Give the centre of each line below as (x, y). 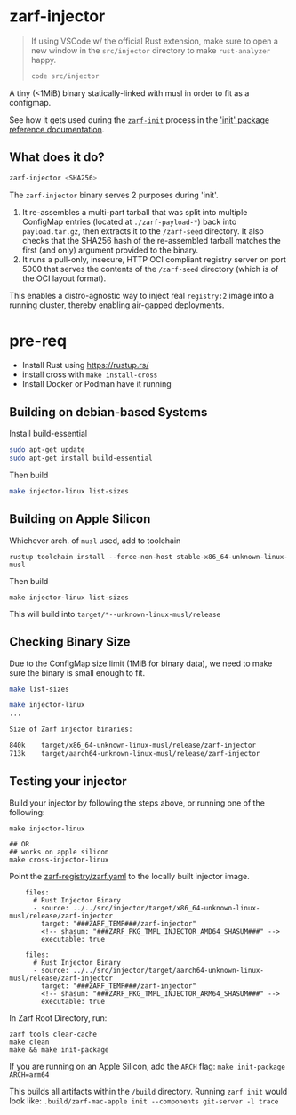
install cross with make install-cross (90, 374)
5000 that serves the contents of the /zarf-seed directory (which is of (150, 269)
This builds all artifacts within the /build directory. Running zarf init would (148, 1091)
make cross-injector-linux (59, 860)
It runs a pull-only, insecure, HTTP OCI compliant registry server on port (154, 259)
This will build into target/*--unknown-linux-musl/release (115, 614)
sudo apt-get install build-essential (81, 458)
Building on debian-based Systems (108, 412)
